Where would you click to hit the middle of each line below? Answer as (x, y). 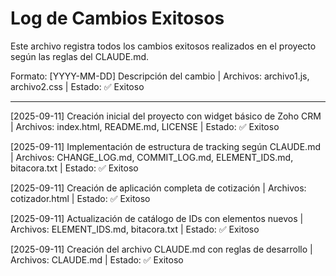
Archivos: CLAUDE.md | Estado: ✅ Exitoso (97, 259)
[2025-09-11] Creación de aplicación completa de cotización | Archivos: (158, 188)
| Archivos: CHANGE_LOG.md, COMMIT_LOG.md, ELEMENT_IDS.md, (152, 157)
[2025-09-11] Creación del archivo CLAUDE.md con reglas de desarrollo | (161, 249)
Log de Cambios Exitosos (117, 18)
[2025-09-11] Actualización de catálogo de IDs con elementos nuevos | (157, 218)
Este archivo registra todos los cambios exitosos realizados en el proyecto (163, 46)
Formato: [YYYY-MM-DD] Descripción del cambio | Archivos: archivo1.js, (160, 76)
